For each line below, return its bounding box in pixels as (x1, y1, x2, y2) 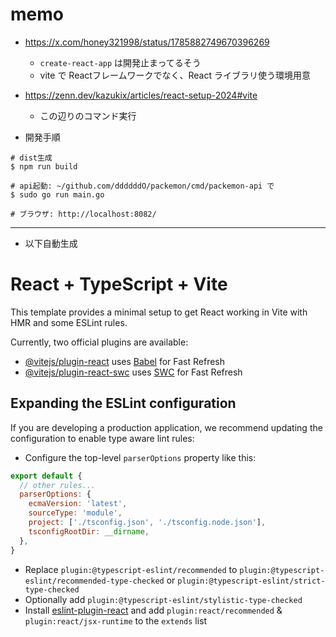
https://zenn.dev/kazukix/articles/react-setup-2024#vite (24, 89, 258, 101)
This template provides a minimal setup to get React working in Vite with (10, 306, 308, 318)
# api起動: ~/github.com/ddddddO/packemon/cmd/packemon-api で (10, 181, 275, 191)
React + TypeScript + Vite (10, 273, 228, 296)
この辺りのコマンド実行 (39, 109, 137, 122)
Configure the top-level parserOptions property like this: (24, 451, 257, 463)
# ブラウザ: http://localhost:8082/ (10, 209, 157, 219)
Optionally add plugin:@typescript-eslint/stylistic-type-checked (24, 593, 303, 605)
